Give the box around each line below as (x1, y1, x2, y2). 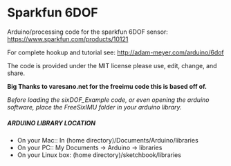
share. (7, 69, 26, 77)
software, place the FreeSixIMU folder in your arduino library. (7, 103, 182, 111)
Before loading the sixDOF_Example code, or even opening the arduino (7, 95, 210, 104)
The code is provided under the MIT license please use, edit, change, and (7, 61, 217, 70)
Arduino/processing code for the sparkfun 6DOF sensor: (7, 28, 168, 36)
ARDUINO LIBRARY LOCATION (7, 118, 96, 127)
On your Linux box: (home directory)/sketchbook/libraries (17, 150, 182, 159)
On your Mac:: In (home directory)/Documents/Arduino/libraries (17, 136, 198, 144)
